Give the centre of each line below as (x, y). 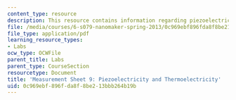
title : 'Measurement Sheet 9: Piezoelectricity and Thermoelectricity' (114, 79)
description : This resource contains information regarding (97, 20)
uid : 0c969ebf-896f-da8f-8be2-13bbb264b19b (72, 86)
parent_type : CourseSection (48, 66)
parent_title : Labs (36, 60)
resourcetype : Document (42, 73)
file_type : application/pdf (48, 33)
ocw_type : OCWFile (34, 54)
